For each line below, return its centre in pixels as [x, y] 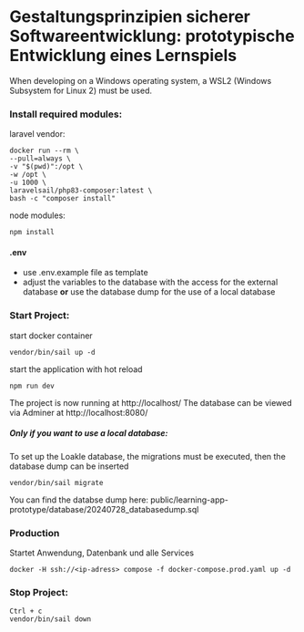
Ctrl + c [26, 611]
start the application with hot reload [76, 369]
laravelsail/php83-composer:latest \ [81, 191]
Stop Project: [39, 592]
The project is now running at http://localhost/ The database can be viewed [151, 402]
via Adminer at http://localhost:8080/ [79, 412]
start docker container [51, 336]
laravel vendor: [37, 134]
